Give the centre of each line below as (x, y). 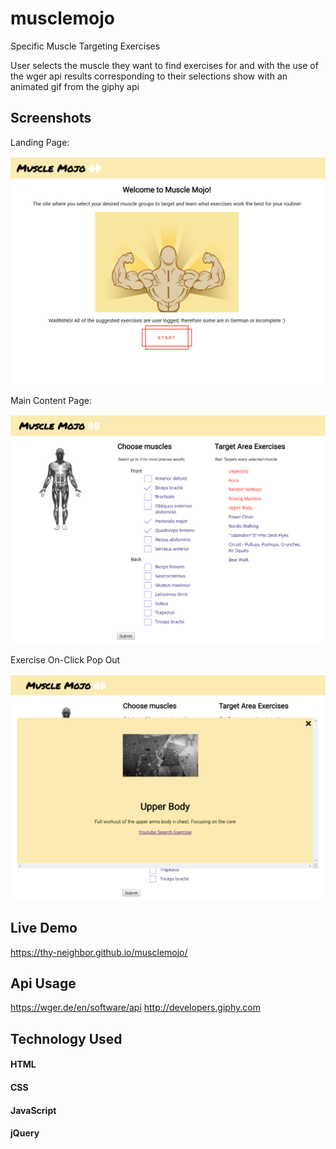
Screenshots (51, 118)
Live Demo (44, 928)
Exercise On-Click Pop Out (65, 660)
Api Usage (43, 983)
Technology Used (66, 1038)
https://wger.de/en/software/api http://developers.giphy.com (135, 1008)
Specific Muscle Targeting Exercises (85, 46)
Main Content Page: (51, 401)
